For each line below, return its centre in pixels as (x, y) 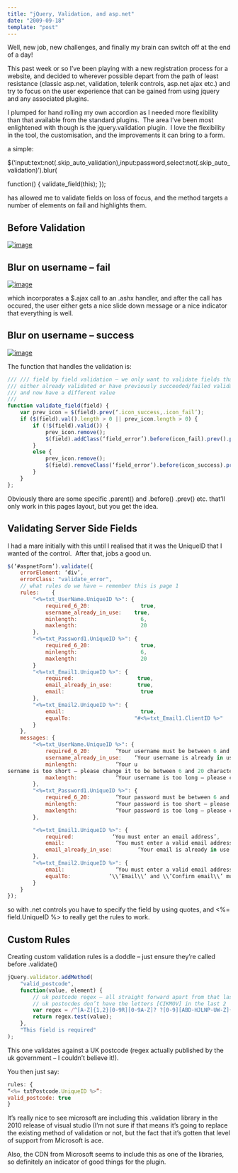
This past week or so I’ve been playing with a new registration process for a (118, 69)
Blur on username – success (71, 336)
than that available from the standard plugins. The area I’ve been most (110, 120)
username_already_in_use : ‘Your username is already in (134, 757)
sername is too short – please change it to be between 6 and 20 (106, 771)
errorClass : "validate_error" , (66, 580)
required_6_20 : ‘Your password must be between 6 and (137, 798)
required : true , (99, 679)
